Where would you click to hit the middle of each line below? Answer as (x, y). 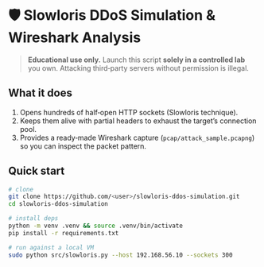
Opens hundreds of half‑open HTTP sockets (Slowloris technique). (129, 112)
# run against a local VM (51, 247)
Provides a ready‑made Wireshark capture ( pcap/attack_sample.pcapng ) (137, 137)
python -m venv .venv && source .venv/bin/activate (95, 226)
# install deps (33, 219)
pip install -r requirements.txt (64, 233)
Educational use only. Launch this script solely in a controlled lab (136, 60)
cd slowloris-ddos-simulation (58, 204)
